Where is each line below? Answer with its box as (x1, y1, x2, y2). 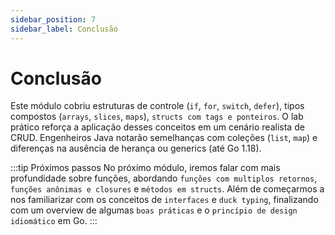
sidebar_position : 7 (10, 14, 97, 25)
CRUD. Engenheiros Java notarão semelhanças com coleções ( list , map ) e (10, 132, 318, 144)
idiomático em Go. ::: (10, 215, 98, 227)
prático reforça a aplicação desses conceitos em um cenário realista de (10, 121, 305, 133)
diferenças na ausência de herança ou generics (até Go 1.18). (10, 142, 262, 155)
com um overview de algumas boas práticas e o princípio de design (10, 204, 298, 216)
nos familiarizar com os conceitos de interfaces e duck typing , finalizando (10, 194, 319, 206)
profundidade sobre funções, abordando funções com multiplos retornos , (10, 172, 318, 185)
